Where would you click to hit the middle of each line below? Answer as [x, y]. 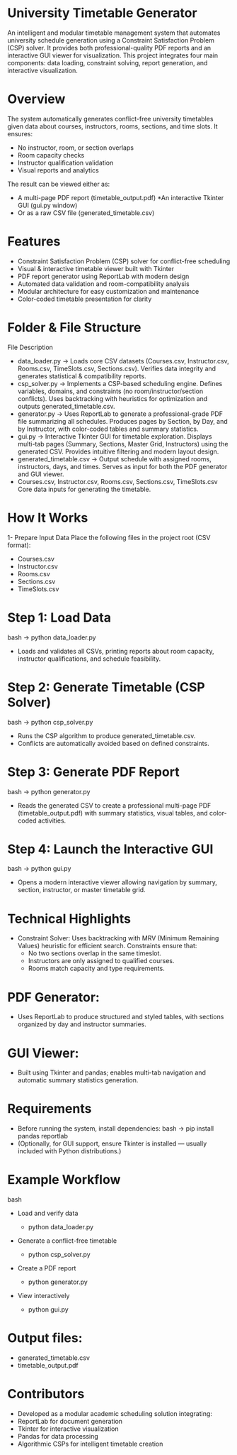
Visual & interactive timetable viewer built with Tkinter [96, 268]
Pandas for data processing [58, 1436]
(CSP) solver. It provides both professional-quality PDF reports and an [109, 48]
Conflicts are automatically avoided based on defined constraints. [114, 743]
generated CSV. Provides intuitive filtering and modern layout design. [118, 451]
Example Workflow [64, 1180]
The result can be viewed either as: [59, 184]
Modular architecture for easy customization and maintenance [108, 291]
